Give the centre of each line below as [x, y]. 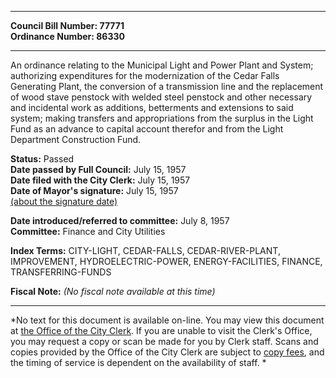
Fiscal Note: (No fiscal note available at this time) [113, 291]
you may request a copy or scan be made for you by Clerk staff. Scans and [164, 341]
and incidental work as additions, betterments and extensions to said [152, 107]
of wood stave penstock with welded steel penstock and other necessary [161, 97]
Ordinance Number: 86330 [67, 36]
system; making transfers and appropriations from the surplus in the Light [162, 118]
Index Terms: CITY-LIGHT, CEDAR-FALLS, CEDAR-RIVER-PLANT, [145, 250]
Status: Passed [42, 159]
